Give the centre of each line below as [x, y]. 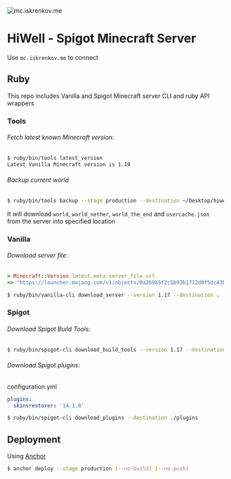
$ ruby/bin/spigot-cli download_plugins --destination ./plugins [102, 418]
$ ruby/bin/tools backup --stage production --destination [93, 201]
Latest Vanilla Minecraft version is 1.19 [69, 164]
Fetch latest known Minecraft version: [61, 137]
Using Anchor [26, 456]
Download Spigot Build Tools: [49, 329]
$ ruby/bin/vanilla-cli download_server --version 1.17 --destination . [113, 295]
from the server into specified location [61, 221]
